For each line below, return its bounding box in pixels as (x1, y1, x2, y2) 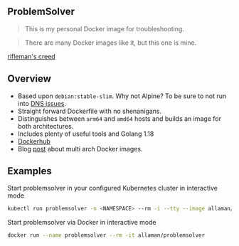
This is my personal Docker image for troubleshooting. (24, 24, 185, 33)
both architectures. (17, 122, 74, 130)
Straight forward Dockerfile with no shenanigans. (17, 107, 162, 115)
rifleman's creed (7, 52, 55, 60)
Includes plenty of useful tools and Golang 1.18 (17, 129, 154, 138)
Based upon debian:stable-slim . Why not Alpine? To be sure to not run (17, 92, 227, 100)
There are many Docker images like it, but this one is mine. (24, 38, 197, 47)
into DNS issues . (17, 99, 66, 107)
